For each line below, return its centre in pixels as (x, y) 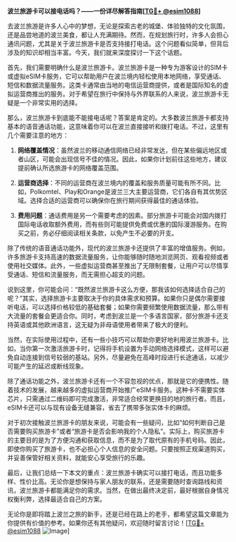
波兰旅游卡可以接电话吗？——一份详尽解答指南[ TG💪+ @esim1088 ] (104, 11)
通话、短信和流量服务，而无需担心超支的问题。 (81, 275)
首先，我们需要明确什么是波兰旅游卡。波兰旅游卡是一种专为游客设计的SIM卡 (118, 67)
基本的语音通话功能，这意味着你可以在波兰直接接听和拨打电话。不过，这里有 (118, 127)
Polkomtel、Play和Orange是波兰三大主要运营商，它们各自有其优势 (126, 192)
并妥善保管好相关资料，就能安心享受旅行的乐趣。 (78, 458)
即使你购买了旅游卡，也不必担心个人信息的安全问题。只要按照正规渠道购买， (118, 449)
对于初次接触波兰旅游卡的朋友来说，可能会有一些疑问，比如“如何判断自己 (113, 423)
